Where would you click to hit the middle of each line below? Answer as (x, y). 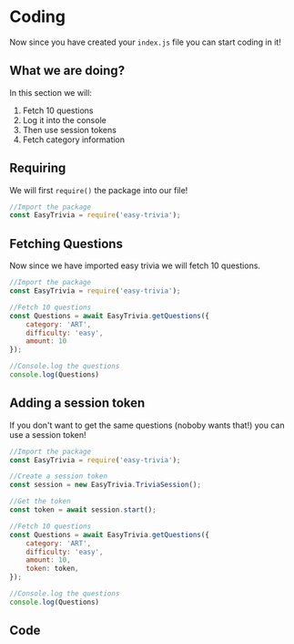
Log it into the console (64, 119)
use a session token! (48, 434)
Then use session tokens (69, 130)
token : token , (52, 569)
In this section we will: (51, 92)
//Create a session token (58, 476)
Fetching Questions (66, 244)
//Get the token (40, 502)
